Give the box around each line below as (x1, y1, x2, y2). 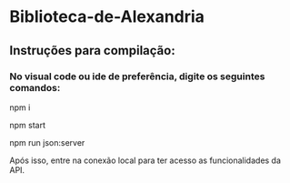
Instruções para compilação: (9, 43, 175, 58)
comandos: (9, 81, 61, 94)
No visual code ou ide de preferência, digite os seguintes (9, 70, 265, 83)
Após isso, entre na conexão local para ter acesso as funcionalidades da (9, 155, 282, 166)
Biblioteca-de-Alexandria (9, 6, 205, 27)
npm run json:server (9, 137, 85, 147)
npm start (9, 119, 46, 130)
